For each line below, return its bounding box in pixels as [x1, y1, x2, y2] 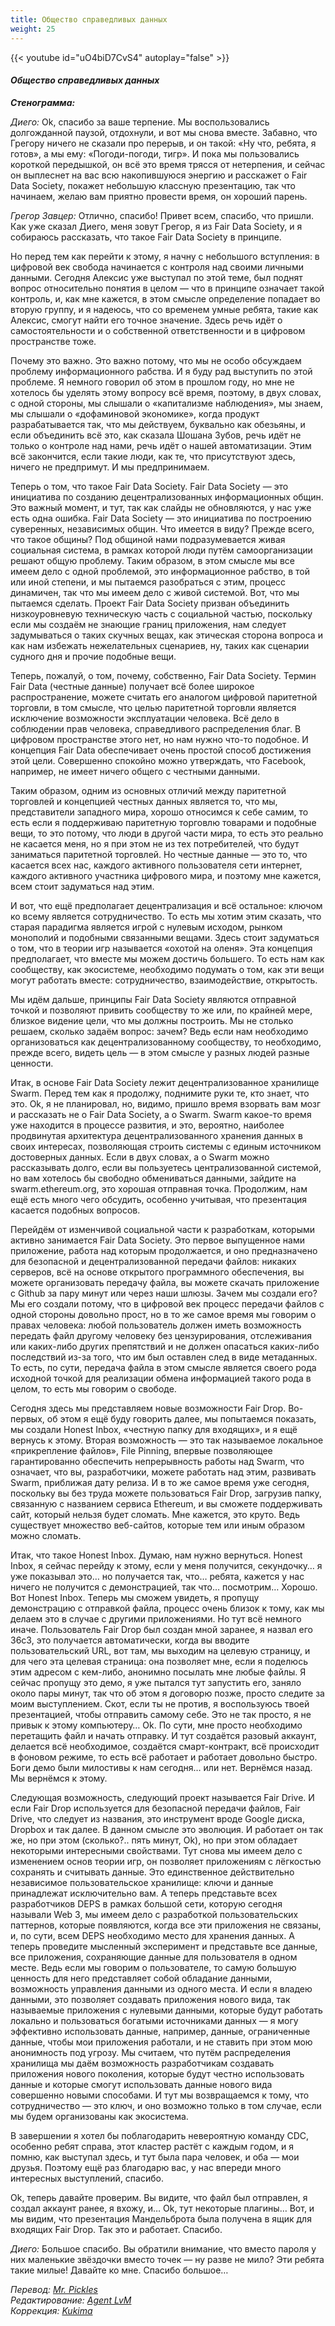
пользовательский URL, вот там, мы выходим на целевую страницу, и [10, 1644, 311, 1656]
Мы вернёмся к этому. [10, 1772, 108, 1784]
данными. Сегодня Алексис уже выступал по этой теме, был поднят [10, 271, 303, 283]
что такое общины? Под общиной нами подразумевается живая [10, 533, 286, 545]
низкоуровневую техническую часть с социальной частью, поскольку [10, 607, 313, 620]
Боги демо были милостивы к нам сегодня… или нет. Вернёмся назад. [10, 1761, 313, 1773]
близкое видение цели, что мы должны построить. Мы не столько [10, 1014, 294, 1026]
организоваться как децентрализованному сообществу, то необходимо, [10, 1036, 322, 1048]
